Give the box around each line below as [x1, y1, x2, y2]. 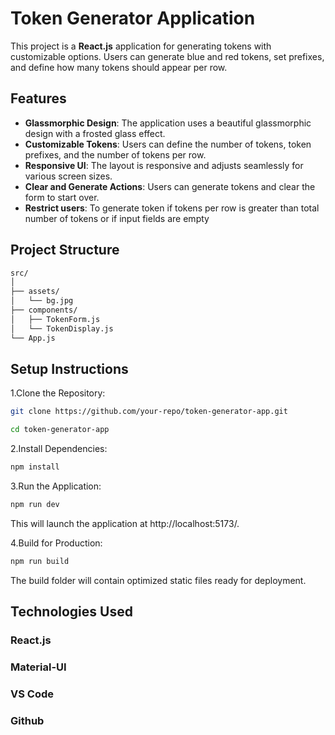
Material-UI [10, 660, 67, 674]
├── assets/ [10, 287, 60, 297]
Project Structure [10, 242, 120, 259]
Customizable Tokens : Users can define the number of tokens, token [24, 138, 312, 150]
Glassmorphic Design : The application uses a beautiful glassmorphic [24, 117, 312, 129]
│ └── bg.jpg [10, 296, 74, 306]
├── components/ [10, 305, 78, 316]
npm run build [10, 556, 70, 566]
